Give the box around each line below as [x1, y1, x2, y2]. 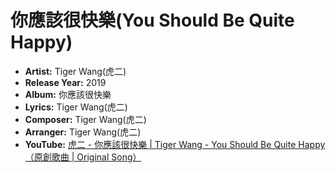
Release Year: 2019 [24, 76, 107, 88]
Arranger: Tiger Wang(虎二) [24, 126, 142, 138]
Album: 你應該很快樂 [24, 88, 112, 100]
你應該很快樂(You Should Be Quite [10, 9, 295, 32]
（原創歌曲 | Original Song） [24, 151, 142, 163]
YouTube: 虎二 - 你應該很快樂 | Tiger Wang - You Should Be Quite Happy [24, 138, 326, 150]
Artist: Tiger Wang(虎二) [24, 65, 127, 77]
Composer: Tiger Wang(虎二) [24, 113, 147, 125]
